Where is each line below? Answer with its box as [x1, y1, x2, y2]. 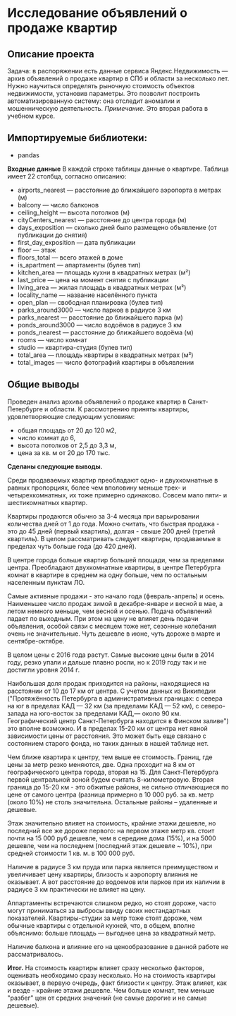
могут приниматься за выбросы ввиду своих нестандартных [7, 906, 192, 914]
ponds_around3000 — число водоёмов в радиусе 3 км [17, 320, 182, 329]
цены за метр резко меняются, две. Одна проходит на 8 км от [7, 760, 195, 768]
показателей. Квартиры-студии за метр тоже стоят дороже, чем [7, 914, 202, 922]
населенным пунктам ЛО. [7, 578, 85, 586]
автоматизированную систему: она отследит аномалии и [7, 97, 180, 105]
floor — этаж [17, 246, 56, 254]
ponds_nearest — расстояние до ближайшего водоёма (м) [17, 328, 194, 337]
